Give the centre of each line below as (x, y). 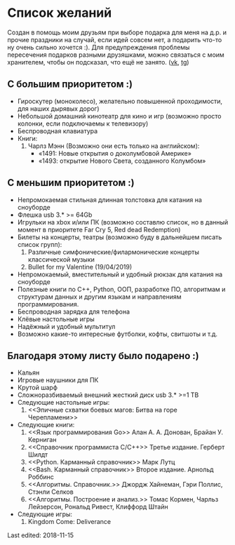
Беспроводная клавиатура (58, 130)
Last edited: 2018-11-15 (40, 535)
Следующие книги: (46, 425)
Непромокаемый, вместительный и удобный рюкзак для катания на (120, 274)
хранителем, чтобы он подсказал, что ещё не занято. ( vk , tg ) (98, 62)
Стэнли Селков (51, 492)
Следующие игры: (45, 514)
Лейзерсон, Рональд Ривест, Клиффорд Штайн (98, 507)
